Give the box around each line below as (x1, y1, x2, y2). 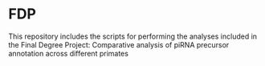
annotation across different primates (8, 48, 128, 58)
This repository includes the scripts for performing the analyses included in (8, 31, 258, 41)
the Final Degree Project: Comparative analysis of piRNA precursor (8, 39, 230, 49)
